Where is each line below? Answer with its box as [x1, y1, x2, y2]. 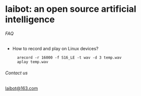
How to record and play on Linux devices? [12, 46, 99, 52]
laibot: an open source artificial [5, 3, 137, 15]
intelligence [5, 14, 55, 25]
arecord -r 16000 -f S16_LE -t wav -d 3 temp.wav [17, 55, 122, 60]
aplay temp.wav [17, 60, 49, 64]
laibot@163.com [5, 85, 38, 91]
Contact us [5, 70, 28, 76]
